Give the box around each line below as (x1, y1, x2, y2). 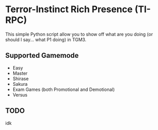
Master (12, 70, 28, 76)
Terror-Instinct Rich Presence (5, 4, 133, 15)
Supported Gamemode (5, 51, 79, 60)
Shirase (12, 75, 29, 82)
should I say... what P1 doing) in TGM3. (5, 37, 86, 43)
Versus (12, 91, 28, 97)
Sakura (12, 81, 28, 87)
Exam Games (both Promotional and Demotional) (12, 86, 115, 92)
